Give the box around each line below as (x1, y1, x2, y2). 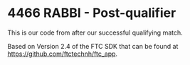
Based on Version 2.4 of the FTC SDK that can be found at (7, 42, 179, 50)
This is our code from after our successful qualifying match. (7, 28, 183, 37)
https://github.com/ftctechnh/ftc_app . (7, 49, 118, 58)
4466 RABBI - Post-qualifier (7, 5, 176, 21)
